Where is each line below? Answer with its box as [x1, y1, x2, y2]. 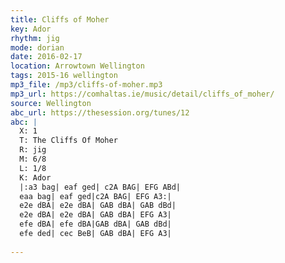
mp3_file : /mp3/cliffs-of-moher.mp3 [10, 80, 163, 90]
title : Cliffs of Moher [10, 14, 110, 25]
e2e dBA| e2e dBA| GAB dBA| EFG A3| [19, 210, 172, 220]
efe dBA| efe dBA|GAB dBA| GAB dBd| [19, 219, 172, 230]
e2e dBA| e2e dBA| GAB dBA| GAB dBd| [19, 201, 177, 211]
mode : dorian [10, 42, 65, 53]
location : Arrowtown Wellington [10, 61, 145, 71]
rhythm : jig [10, 33, 60, 43]
